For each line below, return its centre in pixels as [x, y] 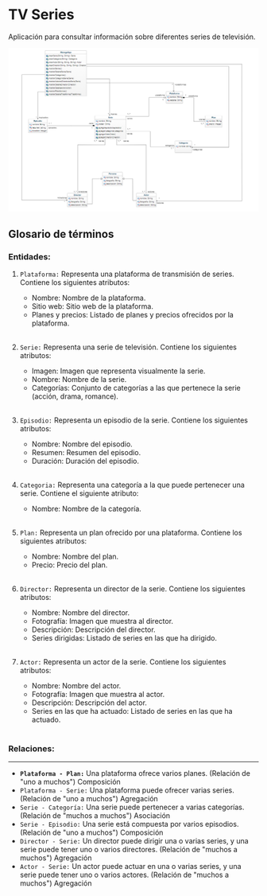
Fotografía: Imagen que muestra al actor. [98, 694]
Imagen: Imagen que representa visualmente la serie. [118, 371]
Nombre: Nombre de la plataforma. [89, 298]
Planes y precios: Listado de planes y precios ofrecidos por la [133, 314]
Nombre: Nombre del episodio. [82, 444]
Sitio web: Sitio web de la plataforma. [92, 306]
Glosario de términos [61, 234]
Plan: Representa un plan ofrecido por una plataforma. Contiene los [131, 532]
